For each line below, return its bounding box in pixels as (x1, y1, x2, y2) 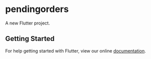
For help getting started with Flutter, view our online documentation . (5, 47, 146, 53)
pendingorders (5, 3, 69, 15)
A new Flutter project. (5, 20, 50, 26)
